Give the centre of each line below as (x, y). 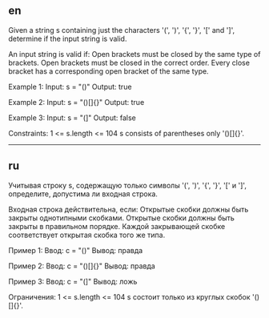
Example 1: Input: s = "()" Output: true (70, 87)
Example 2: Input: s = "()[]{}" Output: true (76, 102)
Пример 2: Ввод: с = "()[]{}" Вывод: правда (82, 266)
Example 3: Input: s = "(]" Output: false (72, 118)
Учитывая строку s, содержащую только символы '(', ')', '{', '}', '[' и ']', (127, 185)
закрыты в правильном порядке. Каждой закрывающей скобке (117, 226)
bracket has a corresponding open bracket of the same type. (109, 71)
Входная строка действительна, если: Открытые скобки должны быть (128, 209)
